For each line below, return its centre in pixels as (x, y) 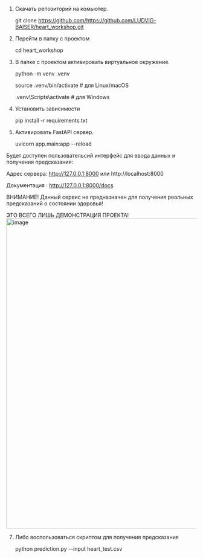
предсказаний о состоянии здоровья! (55, 204)
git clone (26, 20)
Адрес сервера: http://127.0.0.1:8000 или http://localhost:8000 (85, 174)
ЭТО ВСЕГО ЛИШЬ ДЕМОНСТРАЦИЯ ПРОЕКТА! (68, 215)
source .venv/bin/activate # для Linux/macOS (72, 85)
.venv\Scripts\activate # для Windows (62, 97)
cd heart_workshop (39, 50)
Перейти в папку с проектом (52, 38)
